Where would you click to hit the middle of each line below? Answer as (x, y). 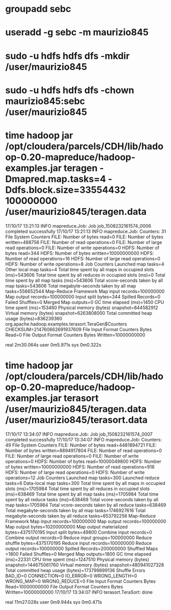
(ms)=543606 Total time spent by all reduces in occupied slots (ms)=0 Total (85, 275)
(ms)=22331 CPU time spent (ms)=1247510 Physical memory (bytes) (77, 559)
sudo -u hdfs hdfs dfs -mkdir (68, 56)
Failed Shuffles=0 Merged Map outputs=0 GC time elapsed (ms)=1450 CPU (85, 302)
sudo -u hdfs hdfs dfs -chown (70, 90)
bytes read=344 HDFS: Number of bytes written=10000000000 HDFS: (80, 253)
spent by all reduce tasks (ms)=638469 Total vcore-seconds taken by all (82, 499)
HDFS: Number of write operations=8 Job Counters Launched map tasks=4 (85, 264)
